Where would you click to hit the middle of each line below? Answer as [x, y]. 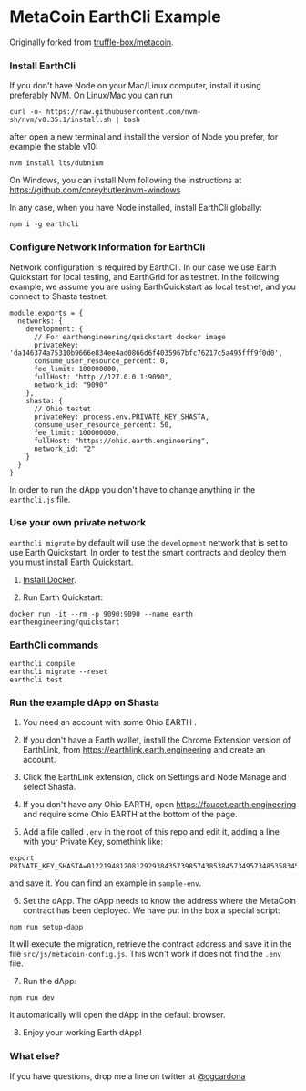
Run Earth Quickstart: [62, 597]
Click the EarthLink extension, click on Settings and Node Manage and [154, 777]
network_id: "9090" [70, 385]
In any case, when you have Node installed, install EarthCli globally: [136, 208]
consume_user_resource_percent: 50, [103, 425]
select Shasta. [49, 787]
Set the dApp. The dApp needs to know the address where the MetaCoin [159, 901]
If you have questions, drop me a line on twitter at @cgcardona [127, 1076]
